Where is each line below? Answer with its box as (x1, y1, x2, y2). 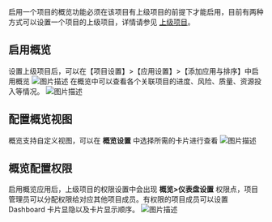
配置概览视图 (8, 113, 73, 126)
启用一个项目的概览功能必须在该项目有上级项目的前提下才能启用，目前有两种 (8, 7, 264, 16)
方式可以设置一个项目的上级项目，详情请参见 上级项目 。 (8, 17, 195, 27)
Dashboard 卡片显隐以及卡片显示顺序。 (8, 205, 140, 215)
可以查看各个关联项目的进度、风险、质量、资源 (98, 76, 255, 86)
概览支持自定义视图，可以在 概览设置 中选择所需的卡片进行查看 (8, 135, 219, 145)
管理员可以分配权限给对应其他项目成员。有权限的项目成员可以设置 (8, 194, 228, 204)
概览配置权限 (8, 161, 73, 176)
